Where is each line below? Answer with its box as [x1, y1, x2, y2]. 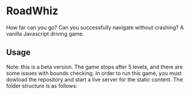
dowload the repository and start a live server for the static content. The [6, 76, 183, 83]
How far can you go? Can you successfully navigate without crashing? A [6, 24, 184, 31]
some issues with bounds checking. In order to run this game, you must [6, 70, 182, 77]
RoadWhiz [6, 4, 58, 18]
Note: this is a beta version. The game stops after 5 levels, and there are [6, 63, 183, 70]
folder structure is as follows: [6, 82, 77, 89]
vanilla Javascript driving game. [6, 30, 85, 37]
